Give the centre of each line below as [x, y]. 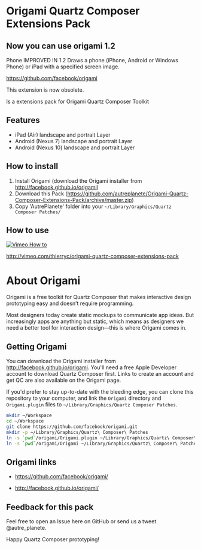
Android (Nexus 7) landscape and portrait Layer [74, 141]
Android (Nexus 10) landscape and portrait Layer [75, 147]
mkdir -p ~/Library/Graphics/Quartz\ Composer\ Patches [77, 432]
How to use [28, 230]
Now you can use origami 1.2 [61, 46]
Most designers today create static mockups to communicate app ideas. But [100, 315]
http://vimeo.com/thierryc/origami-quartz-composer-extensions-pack [93, 257]
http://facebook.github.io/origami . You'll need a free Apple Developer [92, 367]
